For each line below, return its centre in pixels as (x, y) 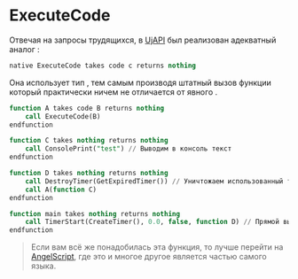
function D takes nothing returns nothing (89, 174)
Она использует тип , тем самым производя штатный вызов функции (141, 82)
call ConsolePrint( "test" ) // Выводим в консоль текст (129, 149)
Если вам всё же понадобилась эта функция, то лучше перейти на (157, 247)
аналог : (24, 49)
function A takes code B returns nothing (87, 108)
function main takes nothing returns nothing (94, 213)
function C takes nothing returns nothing (89, 141)
